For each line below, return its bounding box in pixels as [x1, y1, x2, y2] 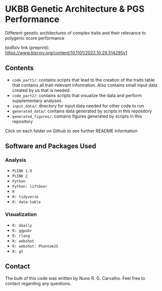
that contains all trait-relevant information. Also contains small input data [12, 82, 158, 88]
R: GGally [12, 223, 33, 228]
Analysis [5, 157, 27, 164]
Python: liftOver [12, 184, 48, 189]
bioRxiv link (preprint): [5, 44, 50, 50]
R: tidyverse [12, 194, 39, 200]
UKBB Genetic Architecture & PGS [5, 3, 144, 15]
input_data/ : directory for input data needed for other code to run [12, 103, 144, 108]
